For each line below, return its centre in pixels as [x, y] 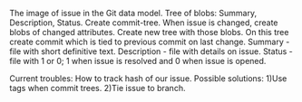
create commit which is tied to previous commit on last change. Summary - [150, 42]
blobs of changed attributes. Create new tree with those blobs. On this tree [149, 32]
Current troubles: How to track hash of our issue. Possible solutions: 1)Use [148, 79]
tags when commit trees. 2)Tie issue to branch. [97, 88]
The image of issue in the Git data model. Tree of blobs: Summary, [133, 13]
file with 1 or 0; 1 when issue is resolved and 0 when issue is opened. [138, 61]
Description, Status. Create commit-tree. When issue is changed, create [144, 23]
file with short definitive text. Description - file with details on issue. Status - [151, 51]
